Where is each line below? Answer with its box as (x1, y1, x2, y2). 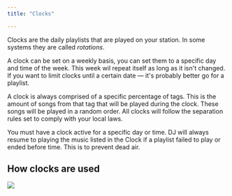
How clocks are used (7, 163, 100, 175)
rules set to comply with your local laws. (7, 114, 124, 123)
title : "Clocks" (7, 10, 55, 17)
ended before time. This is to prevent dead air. (7, 142, 140, 151)
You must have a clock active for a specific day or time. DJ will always (7, 128, 210, 136)
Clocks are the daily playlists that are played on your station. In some (7, 36, 205, 44)
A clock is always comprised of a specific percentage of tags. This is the (7, 92, 217, 100)
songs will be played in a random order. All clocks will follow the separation (7, 107, 224, 115)
